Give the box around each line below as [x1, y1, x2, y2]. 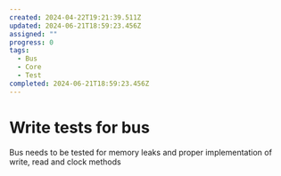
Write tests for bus [9, 117, 150, 138]
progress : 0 [9, 37, 54, 47]
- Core [17, 63, 42, 72]
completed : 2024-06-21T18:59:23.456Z [9, 79, 150, 88]
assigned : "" [9, 29, 58, 38]
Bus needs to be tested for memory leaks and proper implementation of [9, 147, 272, 157]
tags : [9, 46, 29, 55]
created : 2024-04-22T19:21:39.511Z [9, 12, 142, 22]
